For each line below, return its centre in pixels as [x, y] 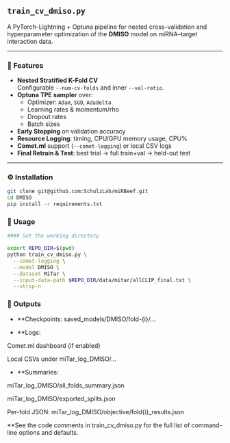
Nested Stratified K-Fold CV [57, 80]
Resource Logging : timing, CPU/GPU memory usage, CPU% [102, 139]
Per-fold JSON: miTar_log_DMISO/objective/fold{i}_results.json [96, 412]
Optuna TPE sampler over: [55, 95]
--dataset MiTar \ [40, 274]
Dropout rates [47, 117]
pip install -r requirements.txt [55, 204]
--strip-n [27, 287]
